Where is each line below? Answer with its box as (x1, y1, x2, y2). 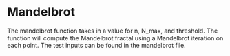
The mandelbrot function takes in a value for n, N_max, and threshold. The (7, 27, 218, 35)
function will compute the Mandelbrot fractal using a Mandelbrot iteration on (7, 33, 224, 42)
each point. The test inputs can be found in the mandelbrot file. (7, 41, 186, 49)
